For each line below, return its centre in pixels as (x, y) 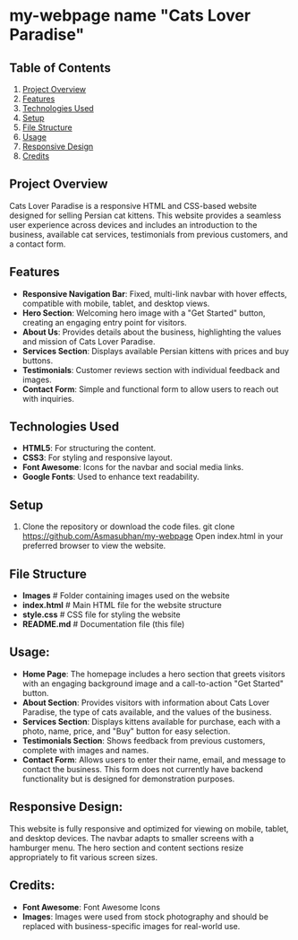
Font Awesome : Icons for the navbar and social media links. (133, 467)
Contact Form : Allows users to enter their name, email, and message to (154, 760)
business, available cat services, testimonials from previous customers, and (149, 234)
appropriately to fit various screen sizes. (84, 857)
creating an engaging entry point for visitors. (104, 322)
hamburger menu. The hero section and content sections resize (127, 848)
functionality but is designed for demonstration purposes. (128, 779)
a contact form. (38, 244)
